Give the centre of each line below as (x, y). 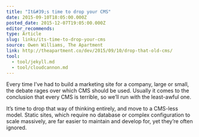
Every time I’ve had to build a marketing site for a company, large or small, (98, 84)
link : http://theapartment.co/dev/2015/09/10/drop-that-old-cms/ (89, 51)
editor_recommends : (31, 28)
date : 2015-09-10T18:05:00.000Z (46, 17)
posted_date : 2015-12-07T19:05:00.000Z (56, 23)
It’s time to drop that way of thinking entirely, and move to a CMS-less (92, 109)
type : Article (24, 34)
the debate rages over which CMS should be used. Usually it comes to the (98, 91)
